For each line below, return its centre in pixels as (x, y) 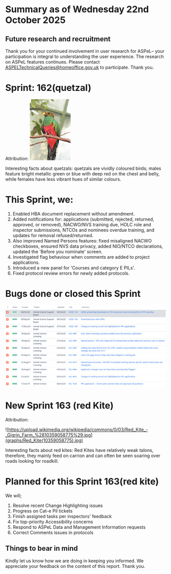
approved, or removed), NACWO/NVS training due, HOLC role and (82, 224)
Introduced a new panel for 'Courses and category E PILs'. (74, 267)
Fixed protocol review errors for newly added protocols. (71, 273)
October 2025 (36, 20)
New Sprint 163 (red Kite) (59, 406)
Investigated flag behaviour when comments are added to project (81, 257)
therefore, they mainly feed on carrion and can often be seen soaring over (83, 456)
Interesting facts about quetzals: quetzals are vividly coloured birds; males (83, 168)
